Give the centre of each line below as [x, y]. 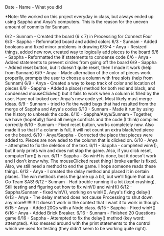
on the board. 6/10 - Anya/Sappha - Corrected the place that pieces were [79, 135]
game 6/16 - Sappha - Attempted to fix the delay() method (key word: [75, 218]
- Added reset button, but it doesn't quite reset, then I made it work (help [78, 67]
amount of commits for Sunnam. [37, 27]
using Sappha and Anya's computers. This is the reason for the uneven [77, 22]
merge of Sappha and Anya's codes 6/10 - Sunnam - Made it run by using [80, 109]
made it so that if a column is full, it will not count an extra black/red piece [80, 130]
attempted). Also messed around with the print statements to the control [78, 223]
